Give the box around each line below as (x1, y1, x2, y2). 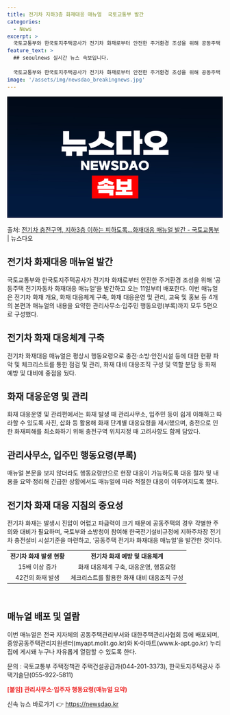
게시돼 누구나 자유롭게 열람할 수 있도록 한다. (19, 647, 137, 655)
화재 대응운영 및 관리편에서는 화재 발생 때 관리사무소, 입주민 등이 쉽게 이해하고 (7, 410, 216, 419)
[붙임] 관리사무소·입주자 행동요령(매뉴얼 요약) (7, 685, 128, 693)
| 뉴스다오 (7, 234, 34, 242)
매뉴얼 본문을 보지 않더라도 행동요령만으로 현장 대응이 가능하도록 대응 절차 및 (7, 469, 212, 477)
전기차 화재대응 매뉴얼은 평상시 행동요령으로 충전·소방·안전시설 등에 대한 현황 (7, 351, 212, 360)
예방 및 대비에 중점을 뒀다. (7, 368, 77, 377)
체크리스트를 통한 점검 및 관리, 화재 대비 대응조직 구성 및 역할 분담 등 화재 (21, 360, 217, 368)
